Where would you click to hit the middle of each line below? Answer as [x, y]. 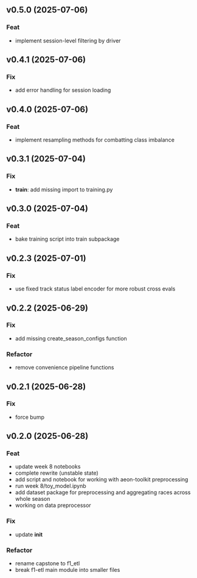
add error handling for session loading [63, 90]
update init [29, 534]
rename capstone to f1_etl [47, 563]
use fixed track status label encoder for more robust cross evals [95, 289]
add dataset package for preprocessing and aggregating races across [103, 492]
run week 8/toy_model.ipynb [50, 486]
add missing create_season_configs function [71, 338]
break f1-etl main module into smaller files [67, 570]
